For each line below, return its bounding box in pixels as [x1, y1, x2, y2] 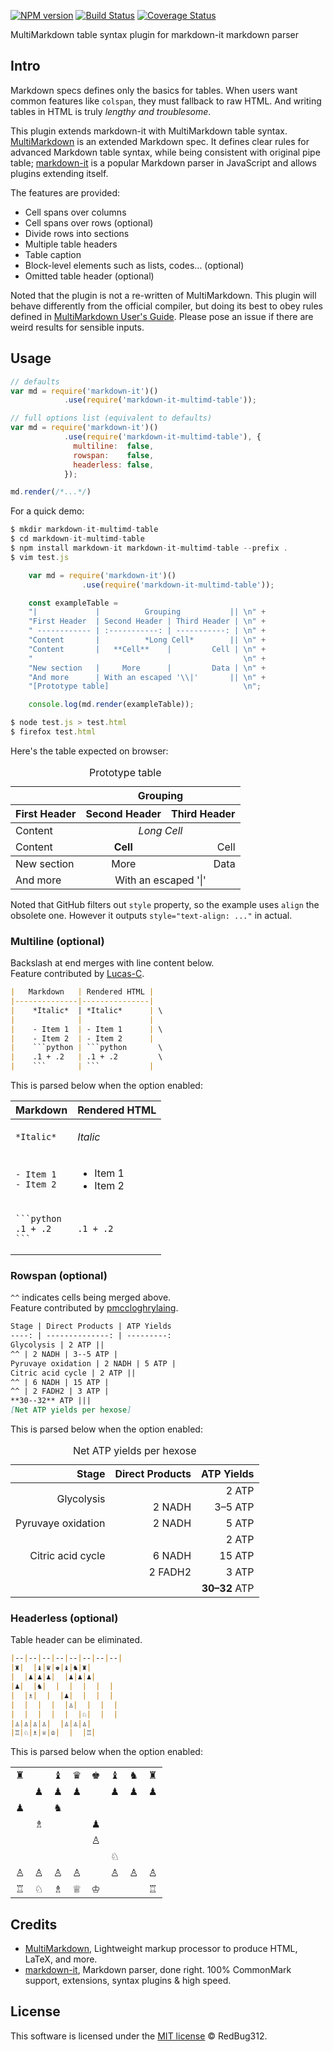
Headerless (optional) [10, 1611, 119, 1625]
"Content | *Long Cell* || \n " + [28, 635, 267, 645]
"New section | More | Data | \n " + [28, 663, 267, 673]
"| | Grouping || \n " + [28, 607, 267, 617]
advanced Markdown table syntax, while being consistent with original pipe [10, 146, 321, 158]
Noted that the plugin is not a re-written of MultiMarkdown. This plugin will [10, 289, 317, 301]
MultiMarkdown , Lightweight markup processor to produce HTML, [24, 1943, 298, 1955]
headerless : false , [73, 460, 155, 470]
